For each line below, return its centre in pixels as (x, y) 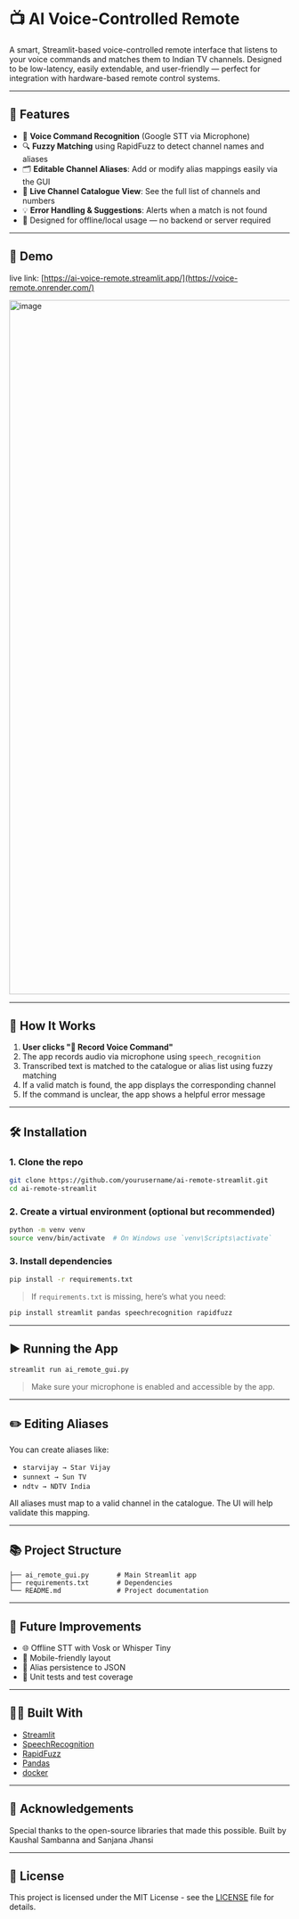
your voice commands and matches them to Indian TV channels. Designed (145, 59)
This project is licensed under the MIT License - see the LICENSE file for (141, 1898)
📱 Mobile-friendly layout (66, 1658)
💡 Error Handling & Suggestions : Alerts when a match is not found (145, 210)
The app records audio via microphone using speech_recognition (141, 1057)
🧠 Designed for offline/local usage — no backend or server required (146, 220)
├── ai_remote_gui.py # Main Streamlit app (103, 1575)
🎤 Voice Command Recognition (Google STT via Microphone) (136, 135)
